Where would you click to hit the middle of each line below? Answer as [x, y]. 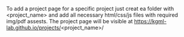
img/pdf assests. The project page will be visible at [70, 21]
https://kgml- [151, 21]
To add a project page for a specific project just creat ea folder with [90, 9]
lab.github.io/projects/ [34, 27]
